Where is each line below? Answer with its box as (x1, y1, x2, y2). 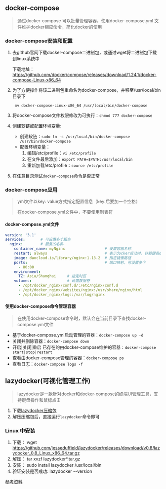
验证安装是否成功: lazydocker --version (12, 468, 92, 474)
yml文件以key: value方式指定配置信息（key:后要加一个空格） (17, 198, 141, 204)
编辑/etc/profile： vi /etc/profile (27, 150, 96, 156)
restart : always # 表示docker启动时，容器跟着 (14, 251, 160, 256)
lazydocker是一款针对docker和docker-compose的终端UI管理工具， (17, 391, 154, 397)
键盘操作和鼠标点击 (21, 397, 61, 403)
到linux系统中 (12, 56, 40, 62)
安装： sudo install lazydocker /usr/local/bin (12, 462, 102, 468)
